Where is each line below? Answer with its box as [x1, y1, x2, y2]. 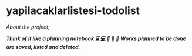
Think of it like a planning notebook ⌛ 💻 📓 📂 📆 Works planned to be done [6, 35, 186, 42]
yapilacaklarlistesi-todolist [6, 4, 140, 17]
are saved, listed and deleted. [6, 43, 80, 50]
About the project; [6, 23, 50, 30]
